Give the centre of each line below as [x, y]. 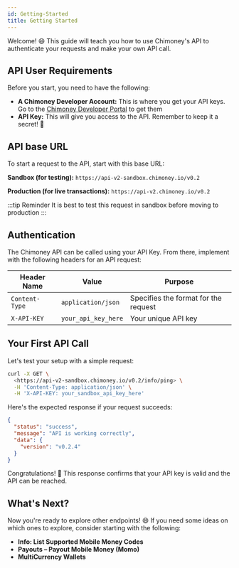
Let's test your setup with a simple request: [70, 360]
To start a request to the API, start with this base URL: [86, 164]
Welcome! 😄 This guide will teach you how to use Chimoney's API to [108, 41]
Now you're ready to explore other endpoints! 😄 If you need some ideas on [118, 520]
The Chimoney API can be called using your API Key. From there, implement [118, 252]
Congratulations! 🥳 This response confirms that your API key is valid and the [119, 473]
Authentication [42, 235]
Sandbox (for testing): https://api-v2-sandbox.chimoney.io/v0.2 [104, 178]
